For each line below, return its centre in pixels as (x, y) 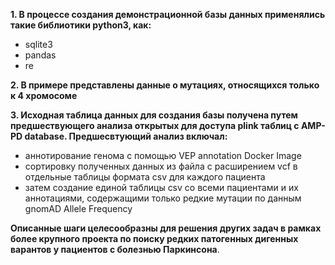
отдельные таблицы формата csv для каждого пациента (145, 177)
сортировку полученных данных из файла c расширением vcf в (161, 166)
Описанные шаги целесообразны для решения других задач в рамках (166, 228)
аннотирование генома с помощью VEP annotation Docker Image (163, 155)
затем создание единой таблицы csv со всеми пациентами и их (161, 187)
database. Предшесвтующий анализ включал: (126, 136)
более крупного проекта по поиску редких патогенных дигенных (154, 238)
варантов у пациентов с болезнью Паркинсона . (115, 249)
